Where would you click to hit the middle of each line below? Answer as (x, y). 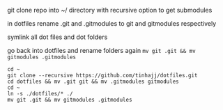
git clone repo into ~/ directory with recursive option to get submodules (110, 10)
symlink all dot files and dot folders (57, 37)
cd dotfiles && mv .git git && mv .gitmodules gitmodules (93, 81)
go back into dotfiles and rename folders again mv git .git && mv (102, 50)
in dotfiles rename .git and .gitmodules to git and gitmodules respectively (112, 23)
